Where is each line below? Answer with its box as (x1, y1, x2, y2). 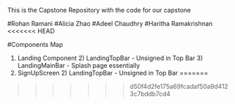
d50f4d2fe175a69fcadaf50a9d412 (129, 82, 229, 90)
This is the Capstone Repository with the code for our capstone (7, 6, 191, 14)
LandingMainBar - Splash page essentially (17, 61, 141, 69)
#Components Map (7, 40, 63, 48)
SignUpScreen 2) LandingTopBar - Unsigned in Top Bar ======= (17, 69, 209, 77)
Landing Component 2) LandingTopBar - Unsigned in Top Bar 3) (17, 54, 203, 62)
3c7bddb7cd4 (129, 90, 171, 98)
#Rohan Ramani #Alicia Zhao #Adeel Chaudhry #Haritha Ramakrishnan (7, 20, 213, 27)
